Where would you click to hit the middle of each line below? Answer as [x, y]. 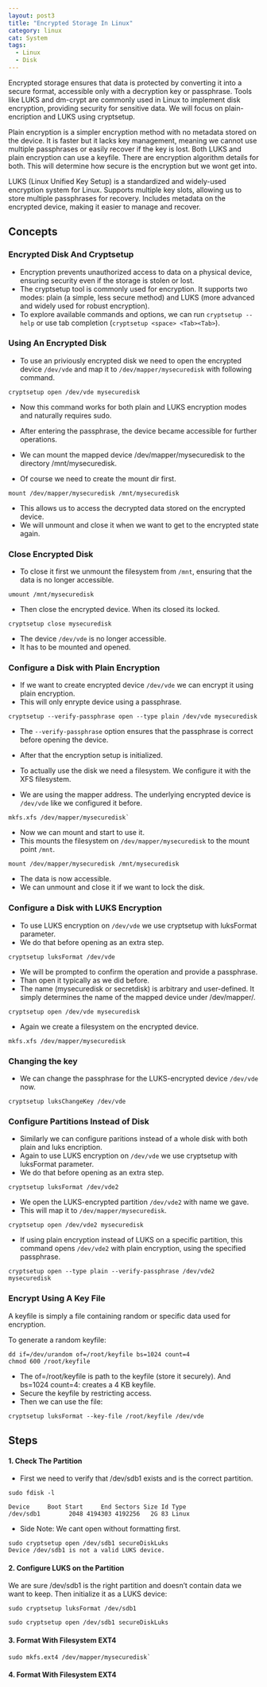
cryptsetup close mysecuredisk [60, 624]
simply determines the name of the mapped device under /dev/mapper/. [137, 997]
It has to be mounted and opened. [75, 647]
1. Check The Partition [45, 1461]
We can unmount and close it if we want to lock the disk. [112, 887]
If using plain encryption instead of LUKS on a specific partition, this [131, 1240]
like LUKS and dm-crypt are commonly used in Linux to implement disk [124, 100]
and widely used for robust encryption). [85, 306]
